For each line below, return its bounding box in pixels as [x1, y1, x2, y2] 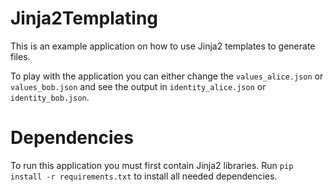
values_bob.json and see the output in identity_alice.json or [10, 80, 267, 92]
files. [10, 50, 31, 62]
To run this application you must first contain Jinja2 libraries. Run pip [10, 159, 294, 171]
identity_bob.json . [10, 91, 90, 103]
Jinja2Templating [10, 7, 159, 30]
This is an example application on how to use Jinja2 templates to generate [10, 40, 316, 52]
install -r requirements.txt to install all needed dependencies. [10, 170, 278, 182]
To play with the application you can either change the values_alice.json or [10, 70, 324, 82]
